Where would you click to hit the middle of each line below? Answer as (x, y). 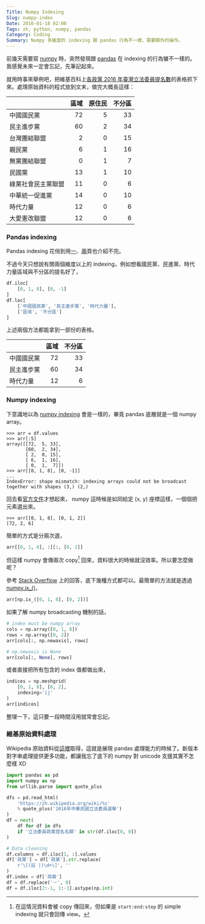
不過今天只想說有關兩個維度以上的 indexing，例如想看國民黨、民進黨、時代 (101, 264)
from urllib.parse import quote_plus (54, 787)
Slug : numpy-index (30, 18)
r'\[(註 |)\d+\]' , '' (44, 865)
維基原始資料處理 (31, 734)
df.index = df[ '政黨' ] (34, 877)
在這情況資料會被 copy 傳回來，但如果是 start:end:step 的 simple (98, 906)
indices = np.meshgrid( (37, 681)
